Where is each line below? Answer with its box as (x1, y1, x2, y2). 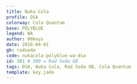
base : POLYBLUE (6, 25, 44, 31)
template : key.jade (6, 69, 55, 75)
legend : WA (6, 31, 33, 37)
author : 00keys (6, 36, 44, 42)
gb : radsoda (6, 47, 36, 53)
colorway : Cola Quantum (6, 20, 65, 25)
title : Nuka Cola (6, 8, 49, 15)
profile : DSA (6, 14, 39, 20)
